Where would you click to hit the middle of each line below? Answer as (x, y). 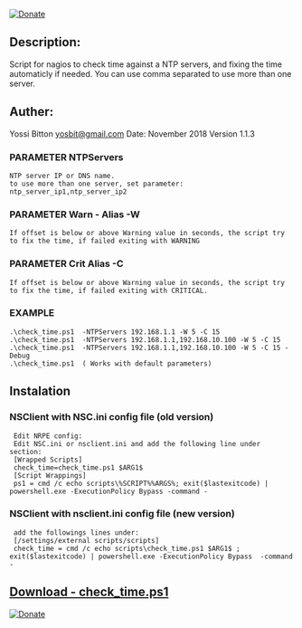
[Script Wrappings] (50, 475)
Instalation (40, 391)
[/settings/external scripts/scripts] (86, 540)
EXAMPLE (32, 313)
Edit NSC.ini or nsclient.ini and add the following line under (137, 443)
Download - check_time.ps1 (89, 592)
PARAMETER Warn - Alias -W (75, 214)
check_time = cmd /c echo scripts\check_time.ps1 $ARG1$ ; (127, 548)
